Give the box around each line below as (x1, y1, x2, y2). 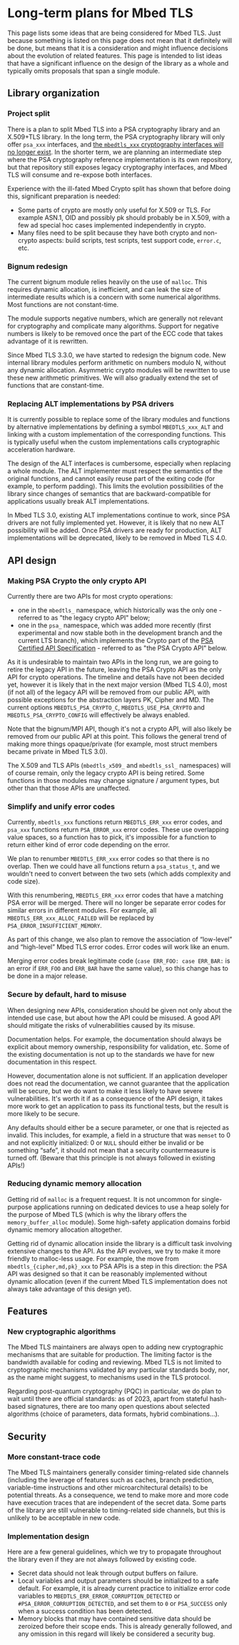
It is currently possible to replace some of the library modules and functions (7, 415, 230, 424)
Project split (7, 108, 50, 118)
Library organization (7, 87, 100, 99)
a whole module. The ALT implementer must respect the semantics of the (7, 467, 223, 475)
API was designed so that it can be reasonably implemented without (7, 1269, 208, 1278)
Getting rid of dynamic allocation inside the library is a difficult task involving (7, 1239, 233, 1247)
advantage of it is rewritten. (7, 337, 88, 345)
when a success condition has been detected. (17, 1607, 153, 1616)
